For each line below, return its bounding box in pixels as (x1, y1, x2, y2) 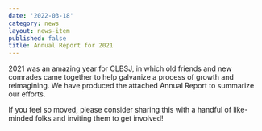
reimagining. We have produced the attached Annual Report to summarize (8, 81, 255, 91)
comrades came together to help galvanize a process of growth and (8, 72, 234, 82)
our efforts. (8, 89, 46, 99)
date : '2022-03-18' (8, 11, 74, 20)
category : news (8, 19, 60, 27)
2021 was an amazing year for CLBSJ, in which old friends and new (8, 63, 232, 73)
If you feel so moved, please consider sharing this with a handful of (8, 105, 232, 115)
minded (8, 113, 34, 123)
